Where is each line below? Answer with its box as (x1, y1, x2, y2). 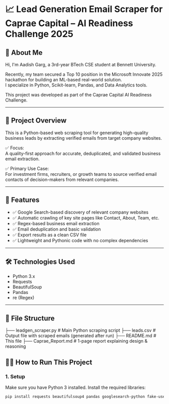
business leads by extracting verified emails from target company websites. (5, 135, 162, 141)
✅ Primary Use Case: (5, 165, 49, 171)
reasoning (5, 343, 26, 349)
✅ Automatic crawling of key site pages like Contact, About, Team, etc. (12, 215, 159, 221)
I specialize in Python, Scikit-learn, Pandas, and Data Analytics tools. (5, 82, 147, 88)
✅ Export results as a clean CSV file (12, 232, 87, 238)
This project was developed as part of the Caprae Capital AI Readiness (5, 92, 152, 97)
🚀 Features (5, 196, 40, 205)
